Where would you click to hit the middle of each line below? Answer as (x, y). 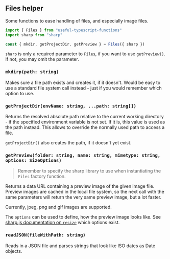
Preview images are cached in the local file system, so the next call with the (85, 192)
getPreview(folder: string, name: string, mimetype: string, (83, 155)
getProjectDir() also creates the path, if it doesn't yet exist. (68, 143)
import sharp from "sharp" (34, 35)
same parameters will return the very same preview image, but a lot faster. (83, 197)
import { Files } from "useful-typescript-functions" (64, 30)
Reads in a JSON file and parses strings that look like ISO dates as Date (80, 246)
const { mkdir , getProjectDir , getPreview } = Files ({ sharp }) (75, 44)
